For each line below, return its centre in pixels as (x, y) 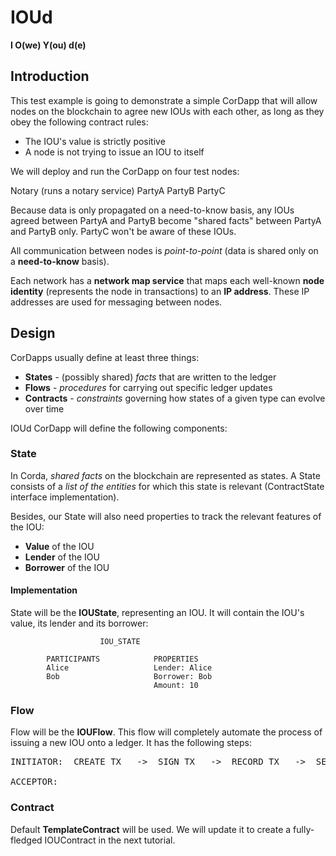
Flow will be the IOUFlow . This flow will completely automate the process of (166, 732)
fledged (26, 840)
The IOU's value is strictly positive (95, 141)
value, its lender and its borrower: (79, 623)
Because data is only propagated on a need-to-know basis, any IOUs (152, 210)
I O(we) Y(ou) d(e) (48, 45)
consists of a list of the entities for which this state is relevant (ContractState (167, 486)
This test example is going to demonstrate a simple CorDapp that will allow (164, 100)
